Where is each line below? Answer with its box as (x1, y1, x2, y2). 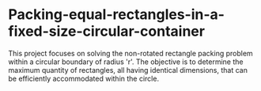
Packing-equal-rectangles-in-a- (8, 6, 225, 24)
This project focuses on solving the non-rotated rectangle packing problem (8, 48, 253, 58)
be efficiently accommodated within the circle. (8, 74, 160, 83)
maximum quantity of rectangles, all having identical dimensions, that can (8, 65, 248, 74)
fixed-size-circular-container (8, 22, 206, 40)
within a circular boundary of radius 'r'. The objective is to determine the (8, 57, 244, 66)
